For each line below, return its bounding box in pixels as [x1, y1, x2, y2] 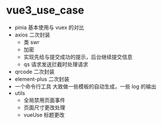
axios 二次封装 [14, 31, 50, 38]
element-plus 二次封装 [14, 75, 70, 83]
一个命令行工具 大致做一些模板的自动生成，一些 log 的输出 [14, 83, 157, 90]
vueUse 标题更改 [23, 111, 65, 118]
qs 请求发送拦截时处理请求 [23, 60, 89, 68]
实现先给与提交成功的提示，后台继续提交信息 [23, 53, 133, 60]
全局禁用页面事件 [23, 96, 66, 103]
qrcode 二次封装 [14, 68, 55, 75]
